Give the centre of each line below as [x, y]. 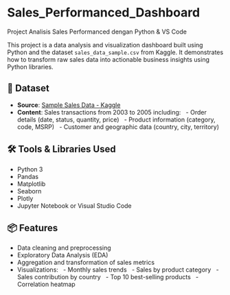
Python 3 [30, 169]
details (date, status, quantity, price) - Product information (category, [116, 119]
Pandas [28, 176]
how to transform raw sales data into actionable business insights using [108, 59]
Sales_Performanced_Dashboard [104, 13]
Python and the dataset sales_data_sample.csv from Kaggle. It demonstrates [115, 52]
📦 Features [33, 228]
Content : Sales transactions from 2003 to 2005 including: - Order [112, 112]
